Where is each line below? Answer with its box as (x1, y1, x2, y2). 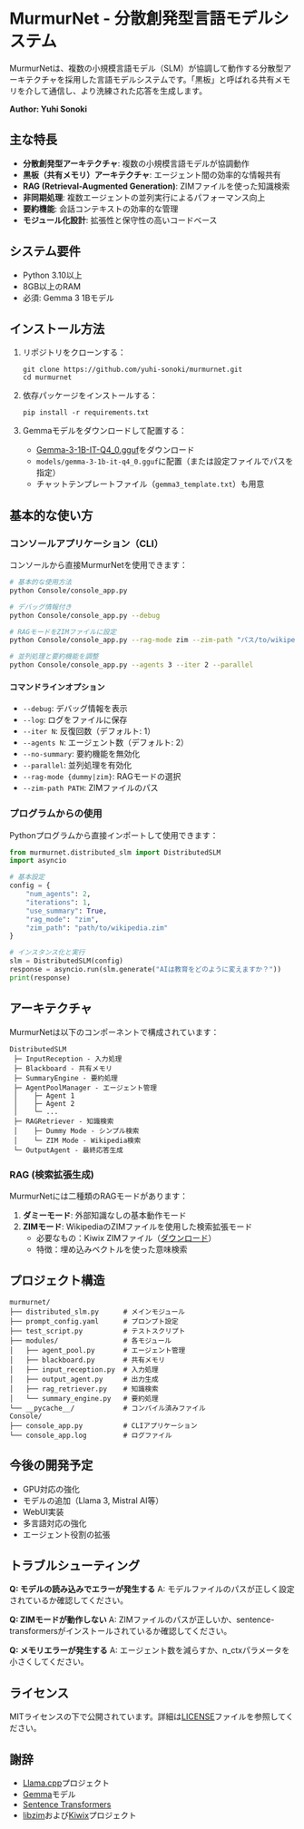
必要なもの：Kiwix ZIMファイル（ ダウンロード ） (35, 1232, 217, 1243)
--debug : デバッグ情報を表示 (22, 703, 128, 714)
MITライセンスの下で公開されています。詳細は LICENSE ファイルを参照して (9, 1711, 286, 1722)
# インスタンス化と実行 (9, 948, 85, 957)
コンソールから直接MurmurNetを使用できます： (9, 560, 188, 571)
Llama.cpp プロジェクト (22, 1777, 111, 1788)
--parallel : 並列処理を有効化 (22, 759, 132, 771)
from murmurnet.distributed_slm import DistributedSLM (9, 847, 221, 857)
